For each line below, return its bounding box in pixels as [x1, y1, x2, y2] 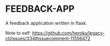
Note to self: [5, 30, 32, 36]
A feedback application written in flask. [5, 20, 88, 26]
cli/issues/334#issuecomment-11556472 [5, 35, 91, 41]
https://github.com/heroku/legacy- [32, 30, 105, 36]
